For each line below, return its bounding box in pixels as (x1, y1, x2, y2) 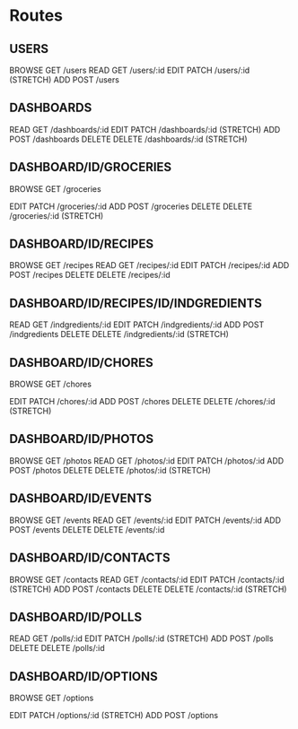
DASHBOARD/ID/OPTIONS (9, 669, 159, 684)
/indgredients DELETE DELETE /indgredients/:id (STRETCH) (9, 329, 229, 340)
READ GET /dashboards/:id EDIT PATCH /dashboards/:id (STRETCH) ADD (9, 124, 281, 135)
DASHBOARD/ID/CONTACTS (9, 551, 171, 566)
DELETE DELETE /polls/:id (9, 643, 105, 654)
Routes (9, 5, 63, 26)
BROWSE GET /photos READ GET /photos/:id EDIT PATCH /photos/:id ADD (9, 455, 285, 466)
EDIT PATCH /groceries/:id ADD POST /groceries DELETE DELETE (9, 201, 253, 212)
